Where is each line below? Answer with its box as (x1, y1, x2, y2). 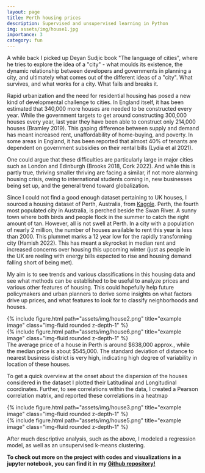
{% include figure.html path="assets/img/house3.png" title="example (7, 404, 182, 411)
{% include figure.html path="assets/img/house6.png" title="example (7, 328, 182, 335)
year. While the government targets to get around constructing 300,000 (7, 111, 187, 119)
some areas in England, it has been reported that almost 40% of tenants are (7, 138, 198, 144)
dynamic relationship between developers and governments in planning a (7, 67, 192, 74)
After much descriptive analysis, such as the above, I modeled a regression (7, 435, 196, 442)
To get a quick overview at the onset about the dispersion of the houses (7, 373, 188, 379)
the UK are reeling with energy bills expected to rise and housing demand (7, 252, 192, 259)
